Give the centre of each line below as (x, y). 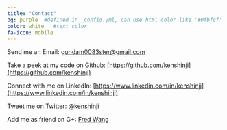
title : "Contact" (32, 13)
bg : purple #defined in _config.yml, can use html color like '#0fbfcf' (115, 20)
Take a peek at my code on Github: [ (58, 65)
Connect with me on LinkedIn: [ (51, 86)
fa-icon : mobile (30, 32)
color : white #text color (47, 26)
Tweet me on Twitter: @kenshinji (53, 106)
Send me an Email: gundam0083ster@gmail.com (76, 52)
